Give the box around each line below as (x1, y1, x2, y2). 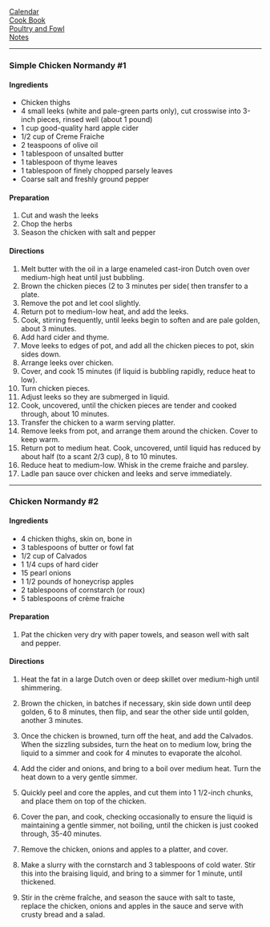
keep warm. (20, 434, 61, 444)
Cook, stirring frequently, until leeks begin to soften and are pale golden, (20, 315, 260, 324)
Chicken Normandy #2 (9, 496, 99, 507)
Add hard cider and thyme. (20, 332, 110, 342)
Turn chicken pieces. (20, 383, 91, 392)
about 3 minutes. (20, 323, 77, 333)
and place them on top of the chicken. (20, 796, 147, 806)
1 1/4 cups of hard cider (20, 559, 99, 569)
